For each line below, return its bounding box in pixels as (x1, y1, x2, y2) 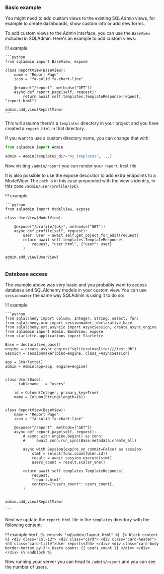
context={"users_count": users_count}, (31, 482, 114, 487)
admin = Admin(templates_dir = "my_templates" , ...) (5, 154, 112, 159)
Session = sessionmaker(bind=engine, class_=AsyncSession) (5, 351, 130, 356)
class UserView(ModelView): (5, 216, 64, 221)
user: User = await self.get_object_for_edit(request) (23, 233, 139, 238)
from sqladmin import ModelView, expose (5, 207, 90, 212)
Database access (5, 271, 48, 278)
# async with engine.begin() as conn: (23, 434, 103, 439)
